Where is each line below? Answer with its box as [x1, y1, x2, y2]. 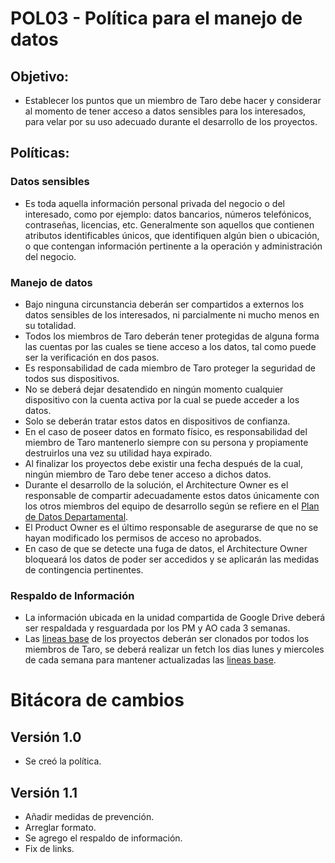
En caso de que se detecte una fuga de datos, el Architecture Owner [24, 542, 308, 554]
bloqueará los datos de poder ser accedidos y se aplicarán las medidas [24, 553, 320, 565]
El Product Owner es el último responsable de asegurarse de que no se [24, 521, 319, 533]
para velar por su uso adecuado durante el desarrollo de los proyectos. [24, 116, 318, 127]
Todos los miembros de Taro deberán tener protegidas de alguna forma [24, 330, 320, 342]
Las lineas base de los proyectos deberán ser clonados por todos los [24, 633, 310, 645]
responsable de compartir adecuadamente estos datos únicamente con [24, 489, 320, 501]
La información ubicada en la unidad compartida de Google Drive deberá [24, 612, 326, 624]
